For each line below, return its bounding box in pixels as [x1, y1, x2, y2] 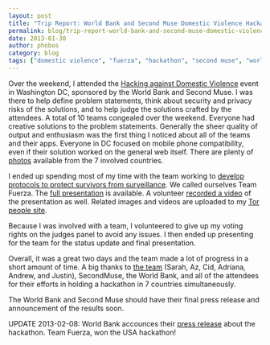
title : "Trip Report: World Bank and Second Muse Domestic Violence [8, 19, 243, 27]
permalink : [8, 27, 45, 35]
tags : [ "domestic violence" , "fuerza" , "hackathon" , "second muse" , [8, 57, 243, 65]
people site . [8, 205, 47, 215]
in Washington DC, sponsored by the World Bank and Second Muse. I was [8, 87, 253, 97]
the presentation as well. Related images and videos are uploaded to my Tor [8, 196, 260, 206]
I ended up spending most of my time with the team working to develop [8, 170, 245, 181]
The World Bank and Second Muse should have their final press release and [8, 294, 260, 304]
